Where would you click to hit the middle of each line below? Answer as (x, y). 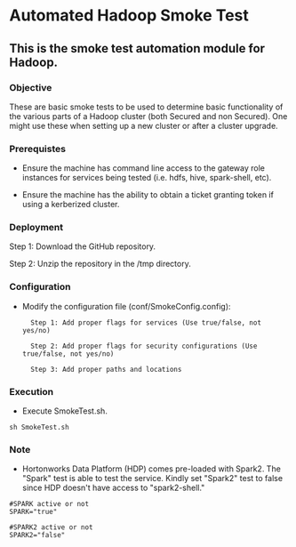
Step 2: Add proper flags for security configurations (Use (144, 346)
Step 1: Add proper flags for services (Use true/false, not (146, 322)
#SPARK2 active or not (51, 527)
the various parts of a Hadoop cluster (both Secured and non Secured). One (148, 116)
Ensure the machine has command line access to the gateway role (143, 168)
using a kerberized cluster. (71, 205)
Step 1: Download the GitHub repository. (83, 246)
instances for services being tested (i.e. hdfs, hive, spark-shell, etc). (147, 178)
